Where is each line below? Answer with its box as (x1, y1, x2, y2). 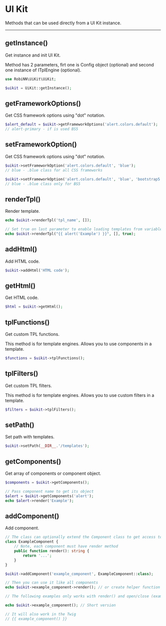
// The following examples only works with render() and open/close (5, 594, 149, 599)
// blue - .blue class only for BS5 (5, 181, 81, 187)
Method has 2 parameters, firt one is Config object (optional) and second (5, 62, 154, 67)
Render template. (5, 208, 41, 214)
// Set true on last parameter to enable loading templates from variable (5, 227, 163, 232)
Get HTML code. (5, 295, 39, 301)
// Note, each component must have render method (14, 544, 119, 549)
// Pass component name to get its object (5, 489, 94, 494)
